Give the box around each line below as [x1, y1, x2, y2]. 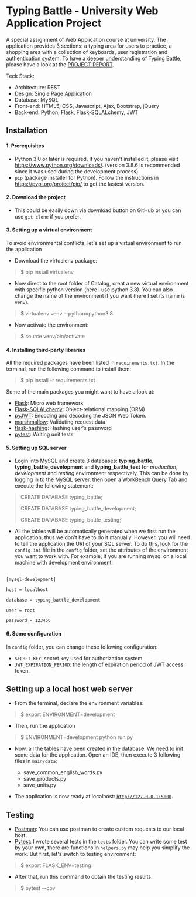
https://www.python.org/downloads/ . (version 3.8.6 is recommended [14, 162, 180, 169]
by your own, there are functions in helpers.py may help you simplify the [14, 844, 190, 851]
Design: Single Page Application [14, 90, 92, 97]
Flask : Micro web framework [14, 399, 84, 406]
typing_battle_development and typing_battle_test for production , [14, 463, 178, 471]
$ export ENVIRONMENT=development [20, 711, 115, 718]
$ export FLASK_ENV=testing [20, 862, 92, 869]
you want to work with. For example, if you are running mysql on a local [14, 553, 187, 560]
